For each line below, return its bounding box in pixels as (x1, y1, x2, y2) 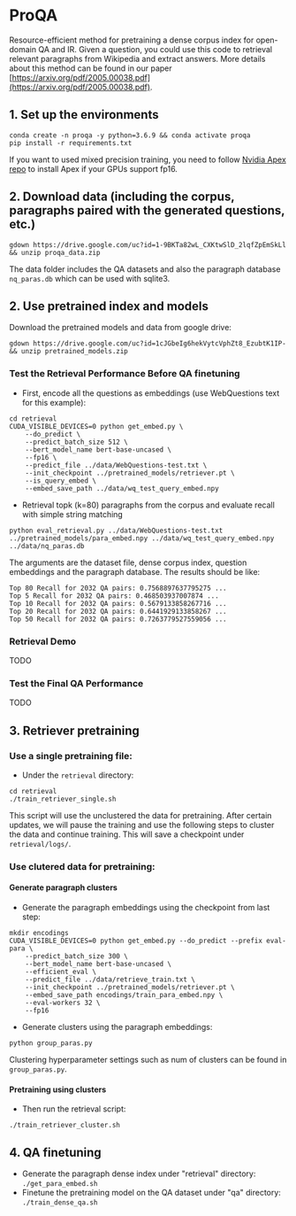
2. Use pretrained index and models (9, 298, 209, 314)
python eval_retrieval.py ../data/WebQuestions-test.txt (9, 526, 224, 535)
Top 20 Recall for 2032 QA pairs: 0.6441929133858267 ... (9, 607, 227, 616)
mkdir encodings (9, 929, 69, 938)
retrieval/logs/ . (9, 838, 72, 848)
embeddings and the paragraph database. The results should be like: (9, 566, 261, 577)
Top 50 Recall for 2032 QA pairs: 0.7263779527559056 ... (9, 615, 227, 623)
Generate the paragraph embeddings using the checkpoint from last (21, 902, 270, 913)
